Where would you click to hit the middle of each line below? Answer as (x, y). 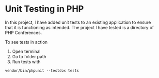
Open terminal (26, 51)
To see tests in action (26, 42)
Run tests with (26, 62)
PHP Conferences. (24, 32)
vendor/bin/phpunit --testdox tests (42, 70)
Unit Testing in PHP (44, 9)
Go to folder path (29, 56)
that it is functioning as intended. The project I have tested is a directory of (79, 27)
